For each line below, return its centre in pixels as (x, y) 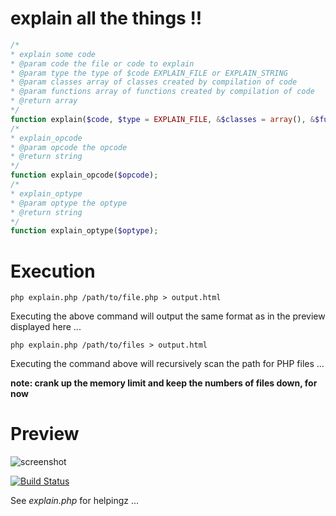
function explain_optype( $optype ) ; (84, 231)
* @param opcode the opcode (69, 147)
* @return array (44, 101)
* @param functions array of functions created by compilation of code (162, 92)
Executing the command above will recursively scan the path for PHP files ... (167, 364)
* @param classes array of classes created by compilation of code (154, 82)
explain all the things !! (106, 18)
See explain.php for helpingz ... (75, 501)
